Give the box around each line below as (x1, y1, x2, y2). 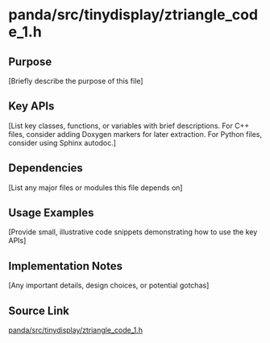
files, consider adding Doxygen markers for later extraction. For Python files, (8, 129, 263, 138)
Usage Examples (8, 206, 94, 220)
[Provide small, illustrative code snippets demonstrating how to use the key (8, 227, 258, 237)
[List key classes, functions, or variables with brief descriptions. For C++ (8, 121, 250, 130)
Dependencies (8, 161, 83, 175)
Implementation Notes (8, 259, 123, 273)
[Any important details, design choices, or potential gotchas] (8, 280, 210, 291)
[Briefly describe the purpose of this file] (8, 76, 143, 85)
